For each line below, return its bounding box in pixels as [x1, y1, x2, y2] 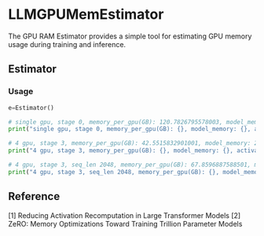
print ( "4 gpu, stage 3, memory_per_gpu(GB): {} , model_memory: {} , [8, 147, 234, 154]
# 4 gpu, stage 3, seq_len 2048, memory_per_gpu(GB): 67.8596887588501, [8, 161, 251, 169]
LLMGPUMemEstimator [8, 5, 164, 24]
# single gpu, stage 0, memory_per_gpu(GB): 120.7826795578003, [8, 118, 223, 126]
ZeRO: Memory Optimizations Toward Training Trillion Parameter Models [8, 219, 243, 228]
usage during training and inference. [8, 39, 126, 49]
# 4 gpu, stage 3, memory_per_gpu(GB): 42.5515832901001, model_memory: [8, 140, 251, 147]
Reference [8, 190, 60, 203]
